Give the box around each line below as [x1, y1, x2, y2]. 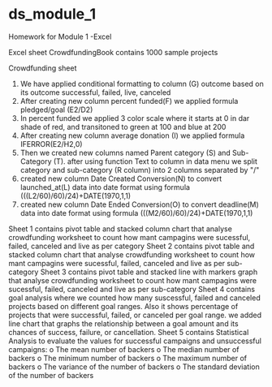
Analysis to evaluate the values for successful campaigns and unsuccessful [8, 336, 262, 346]
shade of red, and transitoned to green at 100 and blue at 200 [19, 122, 227, 131]
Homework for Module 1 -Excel [8, 32, 112, 41]
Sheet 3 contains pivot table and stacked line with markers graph [40, 267, 258, 277]
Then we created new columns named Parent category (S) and [19, 148, 231, 157]
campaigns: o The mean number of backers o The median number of [8, 344, 240, 354]
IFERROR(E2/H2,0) [19, 139, 83, 148]
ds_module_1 [8, 5, 97, 24]
